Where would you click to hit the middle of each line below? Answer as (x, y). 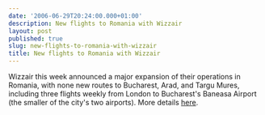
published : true (36, 38)
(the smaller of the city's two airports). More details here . (103, 102)
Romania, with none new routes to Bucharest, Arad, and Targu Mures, (124, 85)
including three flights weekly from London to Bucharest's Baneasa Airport (132, 94)
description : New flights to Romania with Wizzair (95, 23)
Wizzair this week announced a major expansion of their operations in (124, 77)
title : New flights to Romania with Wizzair (84, 53)
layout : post (30, 31)
